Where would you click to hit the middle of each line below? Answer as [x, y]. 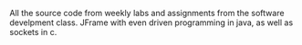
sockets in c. [33, 32]
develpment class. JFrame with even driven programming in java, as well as [151, 22]
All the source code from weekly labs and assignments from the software [147, 13]
